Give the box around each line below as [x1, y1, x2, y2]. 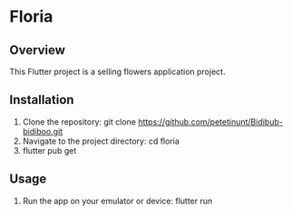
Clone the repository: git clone [22, 116, 136, 127]
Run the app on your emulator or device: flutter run [22, 195, 213, 206]
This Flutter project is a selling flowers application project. [9, 66, 226, 77]
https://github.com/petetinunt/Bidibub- [137, 116, 283, 127]
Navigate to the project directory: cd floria [22, 136, 180, 146]
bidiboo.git [22, 126, 63, 136]
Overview [9, 42, 66, 58]
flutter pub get [22, 145, 77, 155]
